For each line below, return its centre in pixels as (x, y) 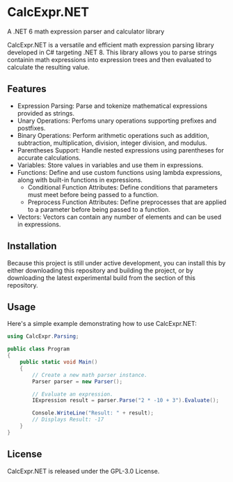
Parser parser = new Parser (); (78, 381)
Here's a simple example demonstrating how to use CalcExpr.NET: (102, 324)
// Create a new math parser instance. (90, 375)
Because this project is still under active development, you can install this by (116, 263)
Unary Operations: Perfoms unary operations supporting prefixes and (117, 120)
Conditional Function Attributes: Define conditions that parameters (122, 187)
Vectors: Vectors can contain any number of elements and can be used (119, 217)
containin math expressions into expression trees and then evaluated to (110, 59)
